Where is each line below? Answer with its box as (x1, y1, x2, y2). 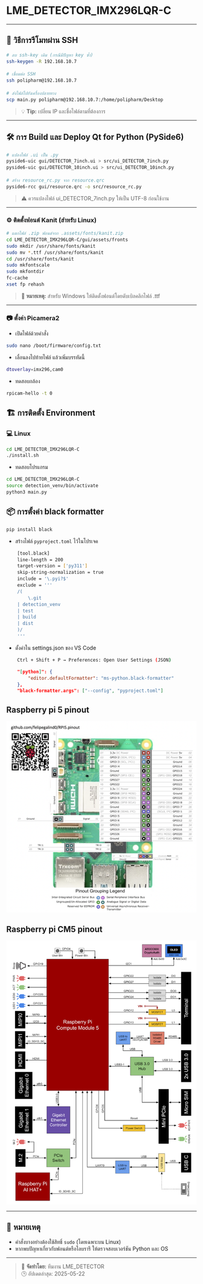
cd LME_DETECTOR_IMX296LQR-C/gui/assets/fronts (6, 237, 129, 243)
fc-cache (6, 275, 28, 281)
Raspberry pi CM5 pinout (6, 924, 103, 934)
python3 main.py (6, 489, 47, 495)
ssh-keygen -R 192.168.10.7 (6, 58, 77, 64)
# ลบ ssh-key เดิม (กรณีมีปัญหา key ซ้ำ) (6, 52, 94, 58)
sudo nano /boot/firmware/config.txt (6, 343, 101, 349)
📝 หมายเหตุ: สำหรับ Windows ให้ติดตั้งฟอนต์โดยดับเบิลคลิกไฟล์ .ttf (21, 292, 160, 300)
